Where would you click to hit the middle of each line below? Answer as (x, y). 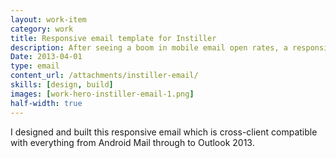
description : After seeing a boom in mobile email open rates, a (149, 47)
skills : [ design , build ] (62, 85)
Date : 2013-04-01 (46, 57)
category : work (42, 29)
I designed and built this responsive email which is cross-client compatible (164, 132)
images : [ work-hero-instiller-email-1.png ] (102, 94)
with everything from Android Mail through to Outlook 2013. (132, 142)
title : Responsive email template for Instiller (113, 38)
